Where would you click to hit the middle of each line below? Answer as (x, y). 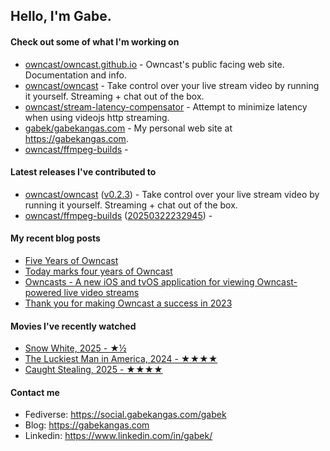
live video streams (101, 292)
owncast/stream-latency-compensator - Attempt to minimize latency (166, 106)
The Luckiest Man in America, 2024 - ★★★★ (121, 359)
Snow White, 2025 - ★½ (75, 348)
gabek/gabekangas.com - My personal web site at (128, 128)
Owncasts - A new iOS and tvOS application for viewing (139, 282)
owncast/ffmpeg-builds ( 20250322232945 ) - (118, 215)
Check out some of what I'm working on (95, 41)
